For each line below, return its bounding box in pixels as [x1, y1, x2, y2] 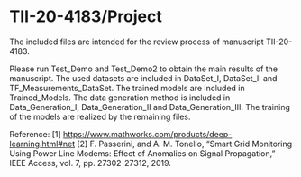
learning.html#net [9, 138, 75, 149]
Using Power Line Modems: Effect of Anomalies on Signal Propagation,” [9, 147, 276, 159]
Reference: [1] [9, 128, 61, 139]
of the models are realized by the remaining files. [9, 111, 191, 122]
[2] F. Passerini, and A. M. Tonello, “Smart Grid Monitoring [76, 138, 293, 149]
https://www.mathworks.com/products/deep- [62, 128, 233, 139]
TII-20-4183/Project [9, 6, 162, 27]
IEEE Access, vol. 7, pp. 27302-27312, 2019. [9, 157, 171, 168]
